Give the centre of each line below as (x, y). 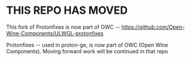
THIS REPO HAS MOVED (67, 10)
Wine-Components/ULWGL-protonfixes (55, 33)
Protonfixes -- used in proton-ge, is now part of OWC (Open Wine (87, 45)
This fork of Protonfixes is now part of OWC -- (63, 27)
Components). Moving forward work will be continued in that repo (87, 51)
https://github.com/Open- (153, 27)
